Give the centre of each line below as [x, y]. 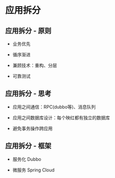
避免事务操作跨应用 [33, 128]
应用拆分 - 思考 [28, 94]
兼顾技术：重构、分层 [35, 65]
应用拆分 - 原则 [28, 31]
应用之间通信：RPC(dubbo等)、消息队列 [54, 106]
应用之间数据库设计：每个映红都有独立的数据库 [61, 118]
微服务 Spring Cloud [33, 170]
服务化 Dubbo [27, 159]
